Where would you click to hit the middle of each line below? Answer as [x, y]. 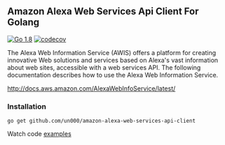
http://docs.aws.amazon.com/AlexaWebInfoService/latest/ [91, 88]
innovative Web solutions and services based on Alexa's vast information [113, 60]
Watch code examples [39, 134]
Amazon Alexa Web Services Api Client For [103, 12]
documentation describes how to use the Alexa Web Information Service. [113, 75]
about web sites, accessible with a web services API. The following [104, 67]
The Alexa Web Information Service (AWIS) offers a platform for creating [112, 52]
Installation [27, 106]
